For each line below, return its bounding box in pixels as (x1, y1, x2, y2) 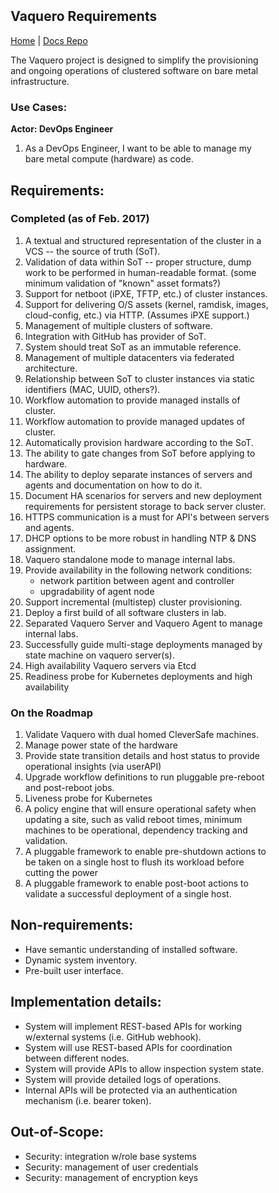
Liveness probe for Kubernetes (25, 792, 153, 805)
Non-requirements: (10, 917, 134, 934)
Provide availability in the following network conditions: (25, 564, 253, 576)
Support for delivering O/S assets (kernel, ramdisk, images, (25, 298, 269, 310)
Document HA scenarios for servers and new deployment (25, 489, 262, 501)
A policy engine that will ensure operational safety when (25, 803, 257, 815)
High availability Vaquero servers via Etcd (25, 659, 197, 671)
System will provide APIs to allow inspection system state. (25, 1062, 265, 1075)
